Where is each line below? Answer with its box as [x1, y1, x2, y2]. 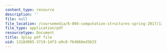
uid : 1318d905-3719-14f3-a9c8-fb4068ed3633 [5, 40, 97, 45]
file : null [5, 16, 28, 21]
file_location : [5, 21, 37, 26]
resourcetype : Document [5, 30, 55, 35]
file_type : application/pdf [5, 26, 64, 31]
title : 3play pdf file [5, 35, 52, 40]
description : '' [5, 12, 39, 17]
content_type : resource [5, 7, 55, 12]
